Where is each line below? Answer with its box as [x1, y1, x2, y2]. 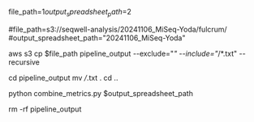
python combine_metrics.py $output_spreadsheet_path [8, 88, 193, 98]
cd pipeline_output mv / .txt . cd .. [8, 73, 118, 82]
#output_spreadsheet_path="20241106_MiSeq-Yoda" [8, 32, 186, 43]
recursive [8, 57, 41, 67]
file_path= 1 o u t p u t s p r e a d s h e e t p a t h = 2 [8, 7, 132, 19]
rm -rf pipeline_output [8, 104, 82, 114]
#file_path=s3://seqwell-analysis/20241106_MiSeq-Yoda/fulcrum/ [8, 24, 227, 34]
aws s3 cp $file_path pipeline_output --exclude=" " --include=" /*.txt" [8, 48, 238, 58]
